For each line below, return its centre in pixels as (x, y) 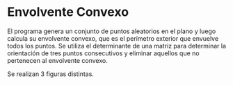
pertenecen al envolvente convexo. (57, 60)
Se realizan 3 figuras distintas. (50, 74)
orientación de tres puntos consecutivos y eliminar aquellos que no (103, 53)
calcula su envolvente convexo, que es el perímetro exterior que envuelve (113, 38)
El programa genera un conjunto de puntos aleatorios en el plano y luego (112, 31)
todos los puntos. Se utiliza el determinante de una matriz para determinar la (117, 46)
